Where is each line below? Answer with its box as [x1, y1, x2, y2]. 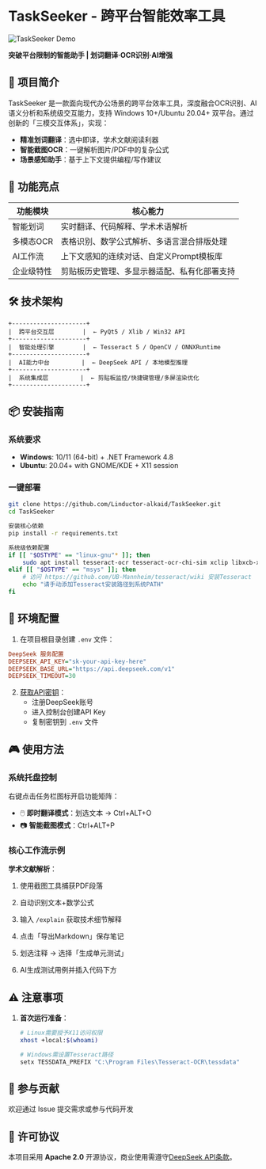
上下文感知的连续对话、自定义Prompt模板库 [60, 250, 223, 261]
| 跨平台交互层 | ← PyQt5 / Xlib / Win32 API [8, 328, 186, 337]
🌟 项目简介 [8, 76, 59, 89]
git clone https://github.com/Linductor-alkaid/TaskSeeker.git [8, 501, 222, 508]
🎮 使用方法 [8, 742, 64, 756]
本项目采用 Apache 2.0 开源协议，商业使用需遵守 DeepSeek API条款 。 [8, 1152, 237, 1162]
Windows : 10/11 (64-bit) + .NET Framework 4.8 [19, 452, 174, 462]
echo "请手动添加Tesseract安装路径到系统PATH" [22, 581, 165, 588]
